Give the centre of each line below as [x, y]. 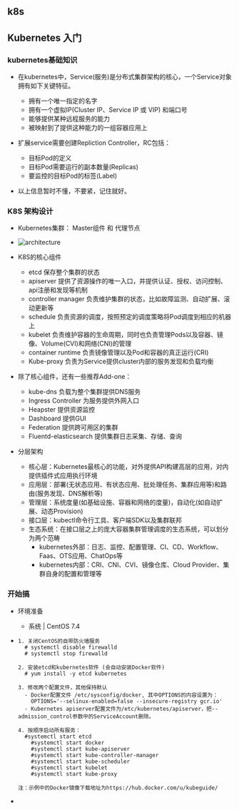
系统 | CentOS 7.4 [54, 626]
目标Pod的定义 [50, 158]
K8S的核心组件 [40, 257]
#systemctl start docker [68, 743]
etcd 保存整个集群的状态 [64, 272]
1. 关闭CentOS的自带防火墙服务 [59, 641]
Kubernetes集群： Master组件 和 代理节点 [79, 228]
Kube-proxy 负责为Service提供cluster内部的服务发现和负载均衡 [121, 361]
